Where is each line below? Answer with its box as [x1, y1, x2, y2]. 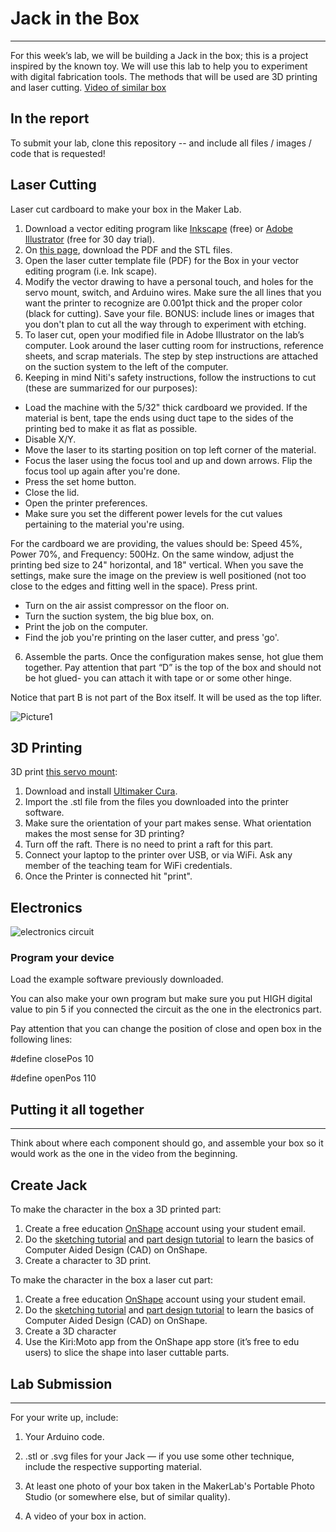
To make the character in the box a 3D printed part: [10, 1203, 222, 1216]
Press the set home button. [24, 475, 137, 487]
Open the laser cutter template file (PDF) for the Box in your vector [24, 254, 299, 266]
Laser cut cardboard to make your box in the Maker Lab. [10, 203, 242, 215]
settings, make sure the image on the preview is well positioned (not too [10, 569, 307, 581]
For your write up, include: [10, 1411, 119, 1423]
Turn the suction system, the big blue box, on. [24, 610, 215, 622]
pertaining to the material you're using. [24, 518, 185, 530]
